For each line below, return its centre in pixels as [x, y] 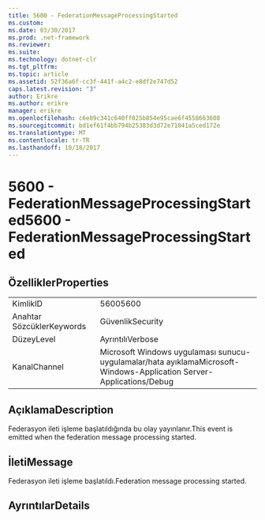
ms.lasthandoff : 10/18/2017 [54, 148]
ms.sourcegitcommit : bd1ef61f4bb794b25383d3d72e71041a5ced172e [114, 125]
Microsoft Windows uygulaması [158, 352]
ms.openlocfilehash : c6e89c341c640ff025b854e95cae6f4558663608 [114, 118]
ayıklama [183, 362]
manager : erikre [35, 111]
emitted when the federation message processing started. [103, 437]
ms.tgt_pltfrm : [33, 67]
